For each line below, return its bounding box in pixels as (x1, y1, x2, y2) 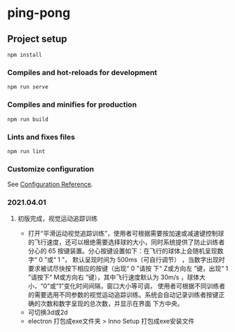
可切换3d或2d (27, 308, 68, 317)
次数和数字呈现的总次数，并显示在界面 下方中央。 (40, 300, 184, 308)
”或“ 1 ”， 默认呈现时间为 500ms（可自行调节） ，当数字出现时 (44, 255, 225, 264)
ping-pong (7, 5, 71, 21)
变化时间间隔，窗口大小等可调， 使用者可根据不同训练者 (63, 282, 226, 291)
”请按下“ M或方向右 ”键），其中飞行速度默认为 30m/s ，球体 (27, 273, 200, 281)
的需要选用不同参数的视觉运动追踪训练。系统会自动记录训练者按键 (27, 291, 219, 299)
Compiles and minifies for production (7, 100, 137, 109)
